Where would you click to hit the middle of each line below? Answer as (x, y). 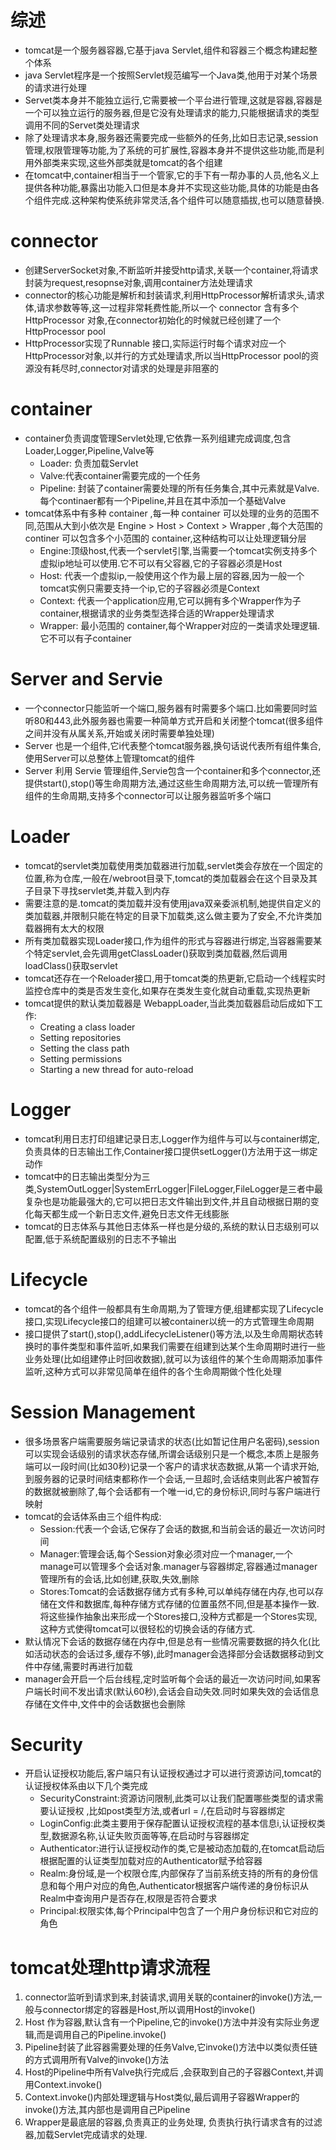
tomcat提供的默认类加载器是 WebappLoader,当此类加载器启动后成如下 (169, 1003)
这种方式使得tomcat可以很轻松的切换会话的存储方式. (147, 1628)
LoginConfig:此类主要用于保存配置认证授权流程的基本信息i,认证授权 (178, 1823)
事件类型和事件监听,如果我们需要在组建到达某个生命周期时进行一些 (188, 1346)
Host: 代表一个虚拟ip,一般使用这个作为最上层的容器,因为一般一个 (172, 575)
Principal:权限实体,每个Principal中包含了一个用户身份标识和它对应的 (179, 1911)
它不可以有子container (85, 638)
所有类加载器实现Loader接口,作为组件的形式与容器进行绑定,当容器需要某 (173, 940)
